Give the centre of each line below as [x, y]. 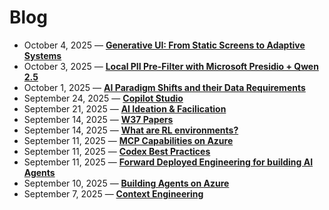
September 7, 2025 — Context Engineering [113, 193]
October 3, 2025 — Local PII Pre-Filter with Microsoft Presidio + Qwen [171, 66]
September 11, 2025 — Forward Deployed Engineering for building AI [168, 162]
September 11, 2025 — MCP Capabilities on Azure [128, 140]
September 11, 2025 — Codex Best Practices [117, 151]
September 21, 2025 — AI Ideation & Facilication [125, 108]
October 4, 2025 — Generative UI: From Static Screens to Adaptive [164, 45]
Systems [42, 55]
